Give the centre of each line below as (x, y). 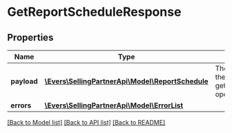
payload (24, 81)
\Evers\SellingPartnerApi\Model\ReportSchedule (126, 81)
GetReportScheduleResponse (94, 12)
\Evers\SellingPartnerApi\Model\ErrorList (114, 105)
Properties (30, 38)
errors (21, 105)
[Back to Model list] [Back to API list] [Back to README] (86, 122)
